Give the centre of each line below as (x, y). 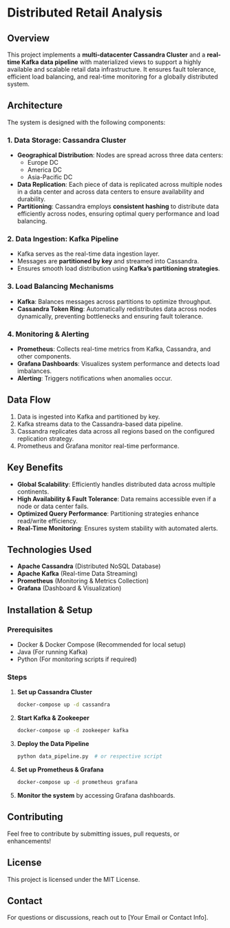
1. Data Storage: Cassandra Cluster (67, 140)
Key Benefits (35, 468)
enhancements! (29, 841)
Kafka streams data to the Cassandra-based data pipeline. (100, 424)
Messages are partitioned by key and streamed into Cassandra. (108, 261)
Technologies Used (49, 550)
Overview (29, 38)
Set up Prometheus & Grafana (60, 769)
